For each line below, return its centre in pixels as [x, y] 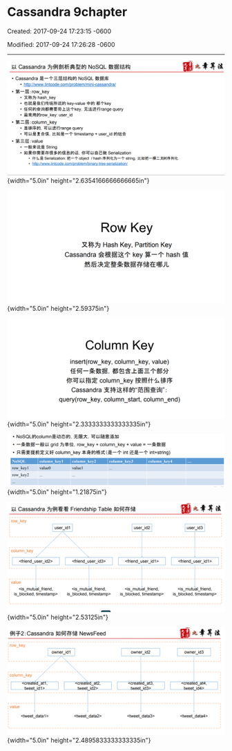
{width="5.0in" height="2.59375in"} [58, 308]
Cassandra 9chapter [67, 12]
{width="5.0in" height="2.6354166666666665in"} [78, 181]
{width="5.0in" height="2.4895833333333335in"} [79, 741]
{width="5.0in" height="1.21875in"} [57, 492]
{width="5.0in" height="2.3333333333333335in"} [79, 424]
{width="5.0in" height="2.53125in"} [58, 617]
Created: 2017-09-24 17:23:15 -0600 [59, 31]
